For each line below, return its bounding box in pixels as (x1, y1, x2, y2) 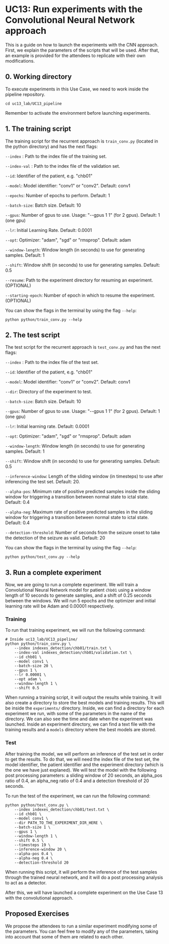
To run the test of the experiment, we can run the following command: (5, 792, 150, 799)
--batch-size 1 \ (14, 825, 51, 830)
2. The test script (5, 331, 60, 339)
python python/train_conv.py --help (5, 317, 82, 322)
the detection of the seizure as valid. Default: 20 (5, 535, 105, 541)
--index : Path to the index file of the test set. (5, 359, 99, 365)
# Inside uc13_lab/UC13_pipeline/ (5, 637, 78, 642)
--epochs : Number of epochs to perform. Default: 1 (5, 192, 110, 198)
